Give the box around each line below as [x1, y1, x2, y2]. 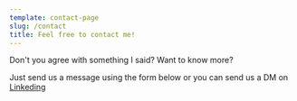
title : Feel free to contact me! [9, 30, 136, 39]
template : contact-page [9, 13, 100, 23]
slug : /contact [9, 22, 67, 31]
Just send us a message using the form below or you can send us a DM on [9, 72, 289, 83]
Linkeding [9, 82, 46, 93]
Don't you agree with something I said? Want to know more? [9, 55, 234, 66]
